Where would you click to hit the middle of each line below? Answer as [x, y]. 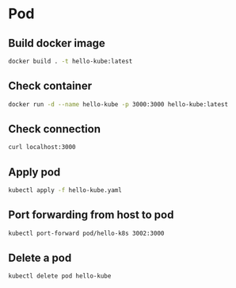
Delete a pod [40, 258]
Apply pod [34, 172]
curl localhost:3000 [42, 148]
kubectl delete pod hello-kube [60, 276]
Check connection [55, 129]
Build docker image [57, 43]
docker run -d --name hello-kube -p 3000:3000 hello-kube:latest [118, 104]
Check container [50, 86]
